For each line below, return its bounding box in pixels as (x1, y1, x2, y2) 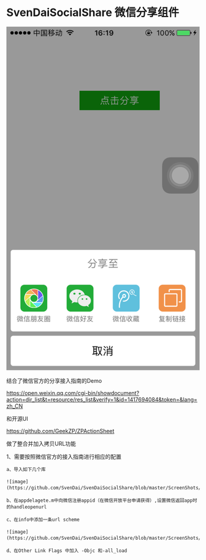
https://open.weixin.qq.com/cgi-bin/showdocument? (6, 389, 140, 396)
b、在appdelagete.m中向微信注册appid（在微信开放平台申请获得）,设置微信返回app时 (6, 497, 197, 504)
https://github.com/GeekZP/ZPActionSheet (6, 427, 115, 434)
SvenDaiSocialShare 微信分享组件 (6, 6, 180, 20)
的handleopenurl (6, 504, 47, 510)
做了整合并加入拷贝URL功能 (6, 440, 77, 447)
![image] (6, 478, 29, 485)
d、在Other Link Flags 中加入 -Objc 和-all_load (6, 547, 128, 554)
